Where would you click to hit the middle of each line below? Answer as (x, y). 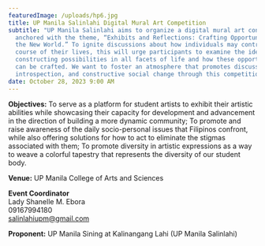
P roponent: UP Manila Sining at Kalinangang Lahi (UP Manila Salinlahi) (123, 233)
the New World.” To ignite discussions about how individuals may (127, 45)
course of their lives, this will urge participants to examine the (130, 52)
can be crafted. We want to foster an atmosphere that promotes (123, 67)
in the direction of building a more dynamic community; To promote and (125, 121)
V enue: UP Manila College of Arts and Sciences (86, 177)
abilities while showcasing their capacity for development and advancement (132, 112)
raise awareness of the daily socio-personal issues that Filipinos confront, (128, 129)
